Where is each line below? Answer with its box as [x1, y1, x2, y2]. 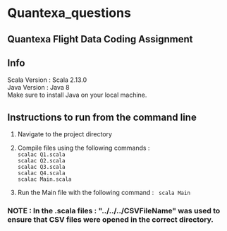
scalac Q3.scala [17, 164, 66, 171]
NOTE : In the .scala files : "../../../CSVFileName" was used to [7, 206, 221, 216]
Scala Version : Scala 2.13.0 [7, 76, 87, 84]
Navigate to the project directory [17, 130, 113, 138]
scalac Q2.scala [17, 158, 66, 165]
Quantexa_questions [7, 5, 132, 21]
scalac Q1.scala [17, 151, 66, 158]
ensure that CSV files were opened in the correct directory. [7, 215, 214, 225]
